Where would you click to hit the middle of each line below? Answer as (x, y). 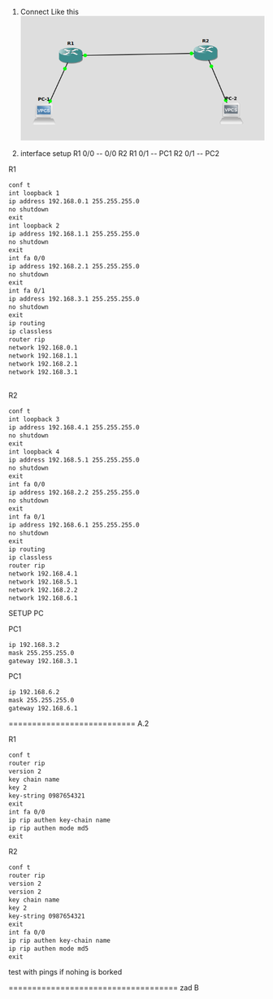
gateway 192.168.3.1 (43, 662)
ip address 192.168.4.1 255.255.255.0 (74, 428)
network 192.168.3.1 (43, 372)
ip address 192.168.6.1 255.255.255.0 (74, 525)
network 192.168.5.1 (43, 582)
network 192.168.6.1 (43, 598)
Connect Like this (50, 12)
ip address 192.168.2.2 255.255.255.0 (74, 493)
